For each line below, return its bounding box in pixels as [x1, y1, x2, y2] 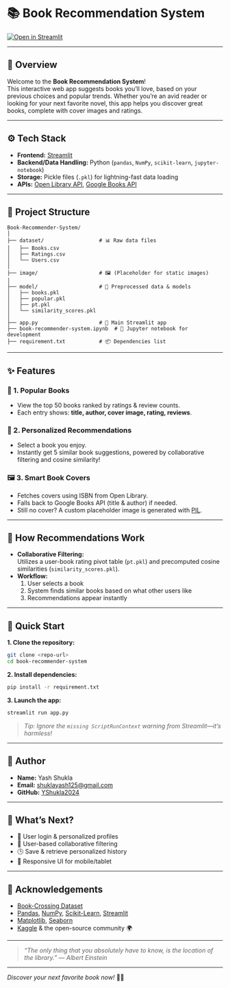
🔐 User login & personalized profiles [16, 832, 118, 841]
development [7, 332, 41, 338]
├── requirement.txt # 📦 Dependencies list [7, 338, 166, 345]
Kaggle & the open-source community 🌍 [16, 924, 133, 933]
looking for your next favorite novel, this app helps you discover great [7, 99, 203, 107]
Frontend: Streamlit [16, 151, 73, 159]
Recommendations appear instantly [27, 594, 128, 602]
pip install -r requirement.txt [7, 684, 99, 691]
